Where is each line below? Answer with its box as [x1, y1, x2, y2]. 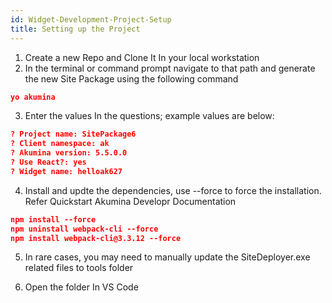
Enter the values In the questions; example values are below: [24, 110, 275, 122]
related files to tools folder [24, 262, 134, 274]
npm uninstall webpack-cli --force [10, 224, 159, 234]
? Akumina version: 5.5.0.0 [10, 148, 128, 158]
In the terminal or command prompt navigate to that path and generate [24, 62, 316, 74]
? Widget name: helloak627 [10, 166, 123, 176]
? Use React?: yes [10, 157, 87, 167]
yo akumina [10, 92, 56, 102]
